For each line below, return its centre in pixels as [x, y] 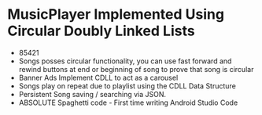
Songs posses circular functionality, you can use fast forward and [125, 61]
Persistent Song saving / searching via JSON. [92, 94]
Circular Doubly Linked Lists [101, 31]
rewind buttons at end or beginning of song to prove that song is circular [136, 69]
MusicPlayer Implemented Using [116, 14]
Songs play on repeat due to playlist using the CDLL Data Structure [127, 86]
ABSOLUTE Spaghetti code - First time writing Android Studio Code [128, 102]
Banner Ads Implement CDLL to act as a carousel [98, 77]
